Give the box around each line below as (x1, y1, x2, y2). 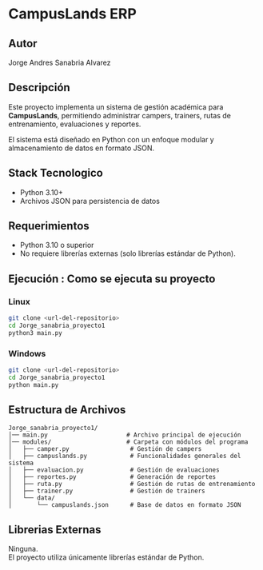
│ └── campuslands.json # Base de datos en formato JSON (8, 501, 241, 509)
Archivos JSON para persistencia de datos (19, 196, 160, 205)
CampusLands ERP (8, 5, 137, 23)
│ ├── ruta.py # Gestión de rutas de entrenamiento (8, 480, 256, 488)
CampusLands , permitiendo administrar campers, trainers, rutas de (8, 110, 232, 120)
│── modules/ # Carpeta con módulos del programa (8, 438, 249, 446)
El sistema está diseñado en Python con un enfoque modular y (8, 134, 214, 144)
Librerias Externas (8, 523, 102, 536)
